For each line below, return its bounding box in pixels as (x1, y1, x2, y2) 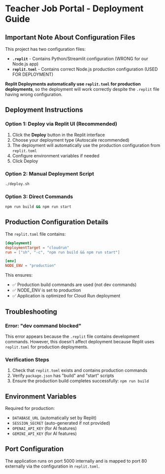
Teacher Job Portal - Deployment (5, 3, 144, 14)
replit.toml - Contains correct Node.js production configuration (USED (12, 66, 158, 72)
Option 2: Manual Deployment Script (5, 170, 95, 177)
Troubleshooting (5, 307, 58, 316)
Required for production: (5, 405, 55, 411)
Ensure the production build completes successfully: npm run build (12, 378, 149, 384)
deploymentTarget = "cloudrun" (5, 245, 69, 250)
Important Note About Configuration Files (5, 33, 135, 41)
